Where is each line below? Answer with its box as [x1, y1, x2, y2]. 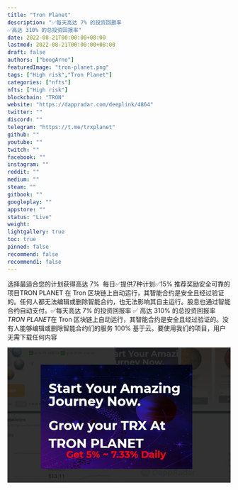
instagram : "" [7, 161, 50, 168]
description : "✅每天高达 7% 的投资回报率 [7, 18, 122, 26]
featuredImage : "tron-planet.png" [7, 64, 110, 71]
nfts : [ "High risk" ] [7, 86, 69, 94]
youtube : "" [7, 138, 42, 145]
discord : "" [7, 116, 42, 123]
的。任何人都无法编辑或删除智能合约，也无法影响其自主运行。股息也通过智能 [7, 297, 231, 306]
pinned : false [7, 243, 50, 250]
